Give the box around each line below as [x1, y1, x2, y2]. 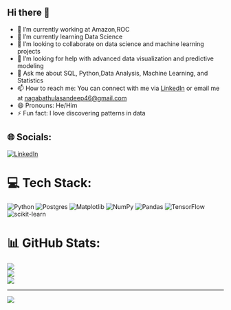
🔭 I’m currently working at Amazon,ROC [16, 25, 130, 33]
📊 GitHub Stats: [7, 235, 101, 251]
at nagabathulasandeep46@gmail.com [16, 93, 127, 102]
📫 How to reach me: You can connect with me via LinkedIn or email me [16, 84, 220, 92]
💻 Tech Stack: [7, 175, 92, 190]
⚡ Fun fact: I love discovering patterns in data [16, 109, 146, 117]
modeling [16, 61, 44, 69]
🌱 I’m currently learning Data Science [16, 32, 123, 41]
